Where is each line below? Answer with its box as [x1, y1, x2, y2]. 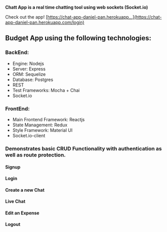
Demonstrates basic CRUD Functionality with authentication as [5, 145, 162, 152]
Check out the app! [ [5, 14, 48, 20]
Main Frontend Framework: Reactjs [12, 116, 85, 122]
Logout [5, 221, 21, 227]
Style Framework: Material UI [12, 127, 73, 133]
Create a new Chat [5, 187, 45, 193]
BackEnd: [5, 49, 29, 56]
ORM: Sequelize [12, 71, 46, 77]
